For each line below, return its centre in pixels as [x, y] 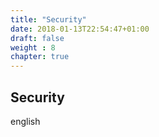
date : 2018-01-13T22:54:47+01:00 [80, 29]
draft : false [37, 38]
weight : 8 [33, 47]
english [25, 121]
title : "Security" [48, 19]
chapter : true [40, 57]
